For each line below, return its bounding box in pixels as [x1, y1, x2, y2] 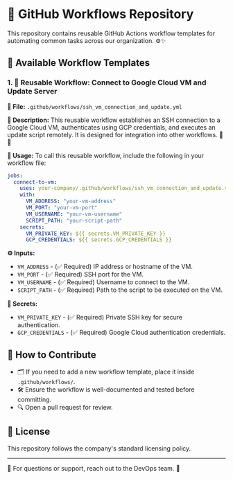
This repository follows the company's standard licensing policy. [7, 444, 191, 453]
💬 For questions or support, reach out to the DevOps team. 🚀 [7, 464, 180, 472]
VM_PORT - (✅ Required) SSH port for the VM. [17, 270, 144, 279]
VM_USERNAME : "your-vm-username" [25, 211, 123, 218]
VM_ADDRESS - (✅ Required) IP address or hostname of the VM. [17, 263, 193, 271]
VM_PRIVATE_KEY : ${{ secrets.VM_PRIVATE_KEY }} [25, 230, 166, 237]
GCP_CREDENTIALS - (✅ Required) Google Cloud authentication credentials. [17, 329, 226, 337]
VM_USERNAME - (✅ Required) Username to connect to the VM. [17, 278, 190, 286]
